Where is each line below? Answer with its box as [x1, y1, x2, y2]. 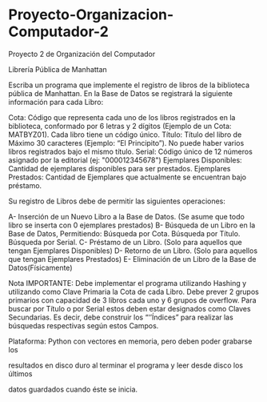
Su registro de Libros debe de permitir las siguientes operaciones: [8, 196, 226, 206]
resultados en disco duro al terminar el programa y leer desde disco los [8, 360, 244, 370]
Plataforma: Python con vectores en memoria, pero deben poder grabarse [8, 336, 253, 346]
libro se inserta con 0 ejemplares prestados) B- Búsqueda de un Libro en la [8, 220, 256, 230]
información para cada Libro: [8, 97, 104, 107]
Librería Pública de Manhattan [8, 64, 108, 74]
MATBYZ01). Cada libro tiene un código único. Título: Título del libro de [8, 130, 242, 139]
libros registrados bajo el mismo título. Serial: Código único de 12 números [8, 147, 253, 156]
